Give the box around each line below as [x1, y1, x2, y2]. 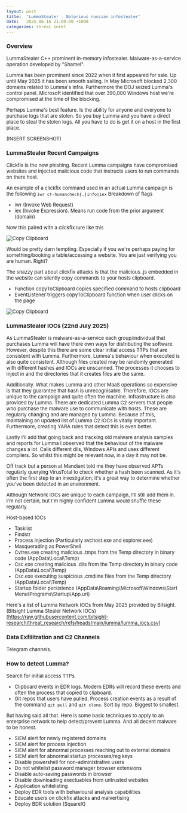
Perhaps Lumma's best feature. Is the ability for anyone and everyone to [6, 106, 171, 113]
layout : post [6, 8, 36, 14]
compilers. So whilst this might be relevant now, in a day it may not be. [6, 452, 167, 458]
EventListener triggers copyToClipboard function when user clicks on [14, 291, 173, 298]
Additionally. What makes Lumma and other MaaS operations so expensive [6, 381, 177, 388]
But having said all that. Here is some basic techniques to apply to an [6, 712, 164, 719]
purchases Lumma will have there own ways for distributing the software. [6, 340, 174, 347]
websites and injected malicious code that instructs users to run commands [6, 167, 179, 174]
